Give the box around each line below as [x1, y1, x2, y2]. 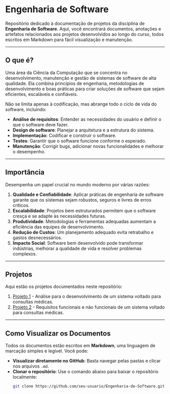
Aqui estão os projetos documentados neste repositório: [5, 283, 122, 290]
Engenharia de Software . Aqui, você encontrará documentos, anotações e [5, 25, 161, 31]
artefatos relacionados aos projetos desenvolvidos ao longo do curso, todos [5, 31, 164, 37]
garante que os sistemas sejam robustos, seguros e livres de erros [12, 196, 152, 203]
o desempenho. [12, 148, 46, 154]
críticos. [12, 202, 30, 208]
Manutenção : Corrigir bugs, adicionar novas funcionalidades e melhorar [12, 143, 164, 149]
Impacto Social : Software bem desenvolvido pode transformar [12, 240, 143, 246]
